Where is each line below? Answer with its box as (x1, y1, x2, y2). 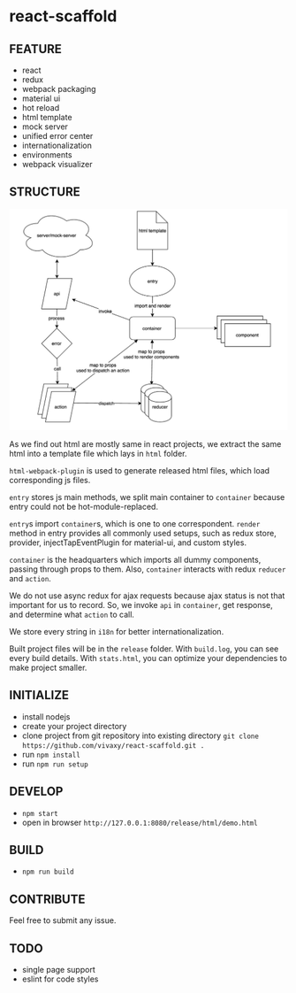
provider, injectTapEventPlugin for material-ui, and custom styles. (9, 537, 247, 548)
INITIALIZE (9, 688, 69, 703)
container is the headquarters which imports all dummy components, (9, 554, 262, 565)
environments (21, 150, 72, 160)
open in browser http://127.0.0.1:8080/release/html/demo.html (21, 817, 258, 827)
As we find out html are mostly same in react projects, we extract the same (9, 438, 282, 449)
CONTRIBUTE (9, 891, 86, 906)
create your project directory (21, 720, 127, 731)
